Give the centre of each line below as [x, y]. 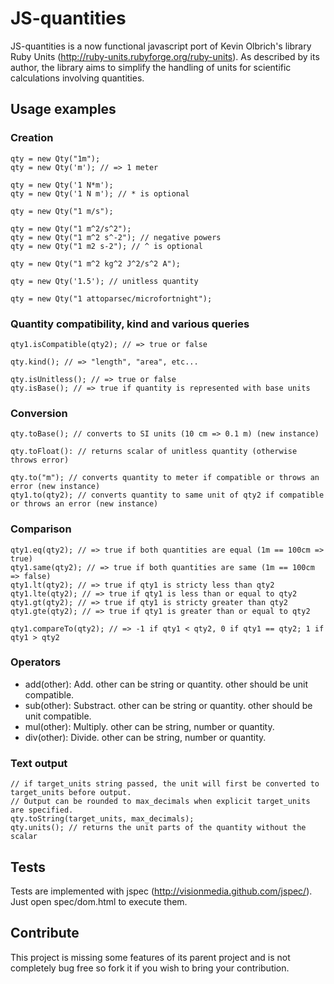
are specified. [42, 810]
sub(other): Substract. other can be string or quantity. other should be [168, 705]
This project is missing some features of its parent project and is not [150, 957]
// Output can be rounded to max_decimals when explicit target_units [160, 802]
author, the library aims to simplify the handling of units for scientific [151, 67]
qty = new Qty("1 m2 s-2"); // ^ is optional [106, 246]
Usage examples [63, 109]
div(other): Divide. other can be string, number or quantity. [145, 737]
